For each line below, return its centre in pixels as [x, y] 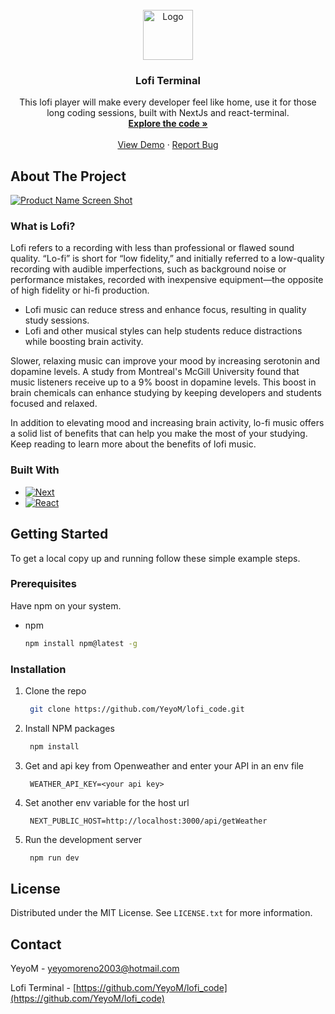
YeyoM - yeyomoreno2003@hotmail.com [95, 969]
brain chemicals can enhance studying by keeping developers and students [166, 393]
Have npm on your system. [66, 605]
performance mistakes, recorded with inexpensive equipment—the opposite [167, 280]
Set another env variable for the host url [107, 802]
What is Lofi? [43, 226]
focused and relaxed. [54, 404]
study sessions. [57, 320]
